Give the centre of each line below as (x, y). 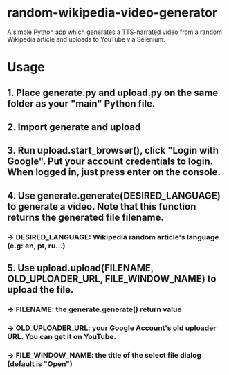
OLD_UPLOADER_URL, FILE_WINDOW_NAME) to (112, 279)
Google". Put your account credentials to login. (110, 162)
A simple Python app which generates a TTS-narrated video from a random (115, 32)
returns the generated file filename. (85, 217)
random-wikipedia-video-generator (112, 13)
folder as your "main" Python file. (81, 103)
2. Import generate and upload (74, 127)
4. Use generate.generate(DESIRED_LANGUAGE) (114, 195)
